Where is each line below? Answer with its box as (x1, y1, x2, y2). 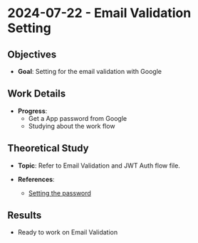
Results (7, 210, 42, 222)
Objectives (7, 48, 57, 60)
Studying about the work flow (28, 121, 115, 130)
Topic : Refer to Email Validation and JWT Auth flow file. (17, 161, 180, 170)
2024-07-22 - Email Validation (7, 5, 192, 21)
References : (17, 175, 55, 183)
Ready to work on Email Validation (17, 228, 118, 237)
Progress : (17, 107, 48, 115)
